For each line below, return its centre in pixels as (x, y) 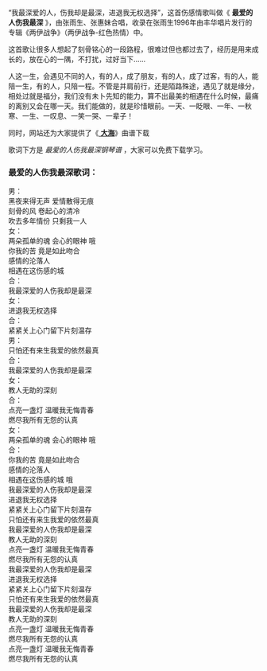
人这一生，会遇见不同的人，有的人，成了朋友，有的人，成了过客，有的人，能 (133, 76)
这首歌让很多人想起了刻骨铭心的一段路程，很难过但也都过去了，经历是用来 (130, 49)
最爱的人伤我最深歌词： (53, 172)
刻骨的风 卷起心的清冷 (44, 211)
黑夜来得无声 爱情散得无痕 (51, 201)
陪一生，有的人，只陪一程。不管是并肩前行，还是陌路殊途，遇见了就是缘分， (133, 86)
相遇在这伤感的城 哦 (41, 480)
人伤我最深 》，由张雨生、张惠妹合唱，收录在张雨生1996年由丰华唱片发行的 (130, 22)
